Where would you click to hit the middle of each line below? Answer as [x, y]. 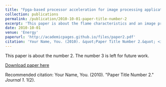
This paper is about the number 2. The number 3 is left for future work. [77, 56]
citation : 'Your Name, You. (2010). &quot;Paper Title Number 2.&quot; [80, 42]
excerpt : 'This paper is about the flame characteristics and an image [80, 23]
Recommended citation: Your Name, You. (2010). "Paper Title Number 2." [80, 75]
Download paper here [27, 65]
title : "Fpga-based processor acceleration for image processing [74, 10]
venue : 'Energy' [22, 32]
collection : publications [32, 14]
